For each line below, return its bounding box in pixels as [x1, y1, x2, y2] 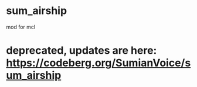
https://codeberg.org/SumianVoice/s [6, 57, 191, 69]
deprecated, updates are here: [6, 44, 157, 57]
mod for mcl [6, 23, 36, 30]
